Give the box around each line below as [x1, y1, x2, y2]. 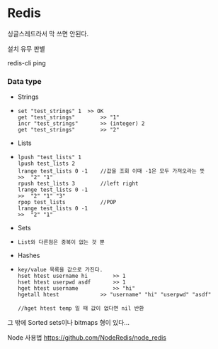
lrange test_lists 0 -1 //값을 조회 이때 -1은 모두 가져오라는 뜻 [17, 168, 205, 175]
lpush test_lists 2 [17, 160, 76, 168]
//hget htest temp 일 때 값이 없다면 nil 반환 [17, 305, 144, 312]
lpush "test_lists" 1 [17, 154, 81, 161]
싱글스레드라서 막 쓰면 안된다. [7, 29, 89, 38]
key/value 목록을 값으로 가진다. [17, 267, 103, 274]
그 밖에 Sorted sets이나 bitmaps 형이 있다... [7, 318, 130, 327]
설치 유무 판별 [7, 44, 46, 53]
